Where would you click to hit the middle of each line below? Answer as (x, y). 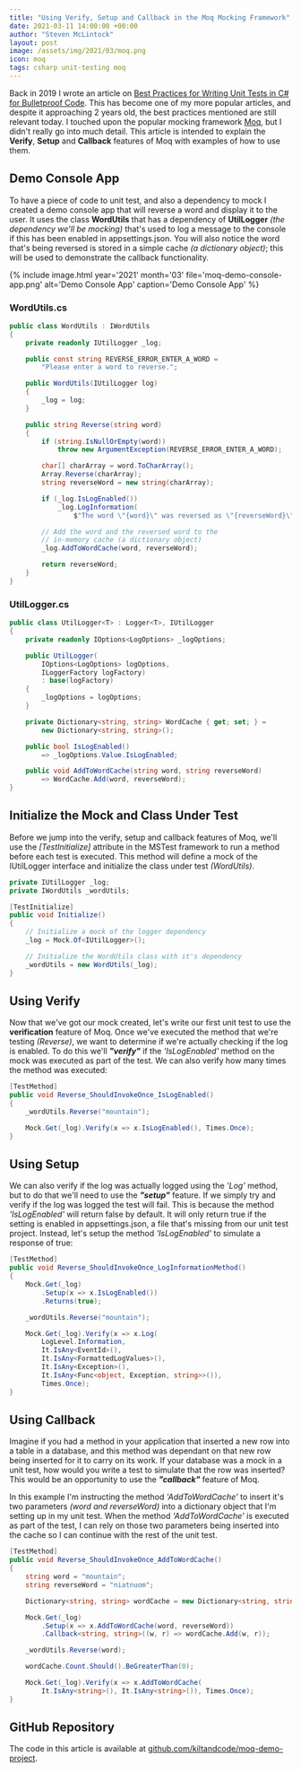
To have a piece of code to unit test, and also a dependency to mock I (138, 200)
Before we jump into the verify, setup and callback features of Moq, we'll (143, 837)
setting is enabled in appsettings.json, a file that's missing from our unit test (149, 1224)
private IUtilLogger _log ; (60, 882)
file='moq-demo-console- (234, 275)
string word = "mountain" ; (76, 1577)
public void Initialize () (57, 915)
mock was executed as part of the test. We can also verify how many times (148, 1061)
